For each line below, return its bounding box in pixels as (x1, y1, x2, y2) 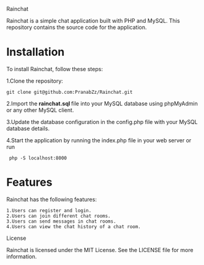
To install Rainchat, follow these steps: (6, 65, 103, 72)
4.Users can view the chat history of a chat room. (6, 223, 141, 229)
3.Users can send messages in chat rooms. (6, 218, 116, 225)
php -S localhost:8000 (9, 155, 67, 161)
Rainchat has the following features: (6, 196, 97, 203)
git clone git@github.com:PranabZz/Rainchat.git (6, 89, 133, 95)
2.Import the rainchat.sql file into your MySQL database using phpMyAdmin (6, 99, 198, 107)
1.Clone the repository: (6, 77, 63, 85)
